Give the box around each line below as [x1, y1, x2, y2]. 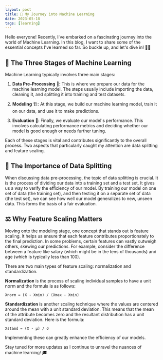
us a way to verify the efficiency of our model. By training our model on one [5, 185, 157, 191]
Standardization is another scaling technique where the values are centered [5, 301, 159, 307]
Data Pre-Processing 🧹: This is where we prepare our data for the [12, 81, 145, 87]
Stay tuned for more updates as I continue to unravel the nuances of [5, 344, 142, 350]
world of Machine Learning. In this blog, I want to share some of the [5, 40, 141, 45]
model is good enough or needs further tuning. [12, 128, 106, 134]
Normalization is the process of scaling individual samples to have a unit [5, 278, 151, 283]
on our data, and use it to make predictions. [12, 108, 100, 114]
